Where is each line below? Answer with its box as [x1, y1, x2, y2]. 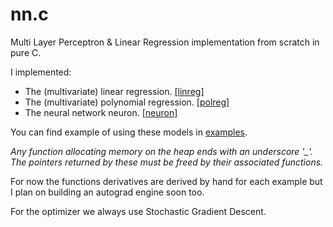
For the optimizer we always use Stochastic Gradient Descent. [10, 205, 267, 217]
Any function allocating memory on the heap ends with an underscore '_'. [10, 145, 314, 157]
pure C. [10, 46, 42, 58]
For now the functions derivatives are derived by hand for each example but [10, 175, 323, 187]
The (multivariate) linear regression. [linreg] [24, 85, 205, 97]
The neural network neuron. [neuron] [24, 106, 178, 118]
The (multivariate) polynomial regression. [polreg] [24, 96, 230, 108]
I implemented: [10, 66, 72, 78]
